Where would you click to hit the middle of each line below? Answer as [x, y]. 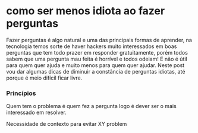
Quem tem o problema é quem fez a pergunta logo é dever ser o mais [91, 106]
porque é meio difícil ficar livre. [44, 78]
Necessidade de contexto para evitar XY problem [67, 124]
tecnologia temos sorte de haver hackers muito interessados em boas [92, 46]
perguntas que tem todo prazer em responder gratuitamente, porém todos [97, 52]
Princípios [21, 93]
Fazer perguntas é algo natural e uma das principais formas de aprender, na [99, 40]
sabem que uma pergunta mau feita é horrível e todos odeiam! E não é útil [97, 59]
